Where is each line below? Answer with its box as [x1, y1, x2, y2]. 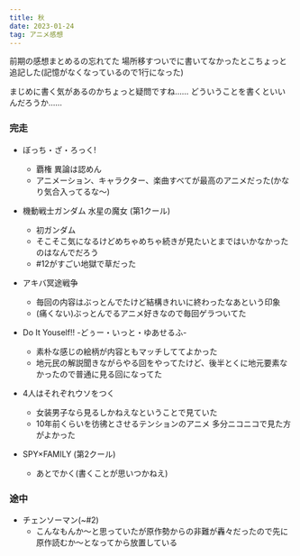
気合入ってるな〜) [43, 186, 110, 196]
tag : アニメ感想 [9, 30, 64, 39]
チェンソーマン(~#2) [22, 515, 99, 525]
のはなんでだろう [35, 247, 99, 258]
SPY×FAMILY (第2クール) [22, 448, 116, 460]
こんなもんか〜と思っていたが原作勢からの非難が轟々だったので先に [35, 525, 288, 536]
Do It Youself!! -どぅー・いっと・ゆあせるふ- [22, 326, 187, 338]
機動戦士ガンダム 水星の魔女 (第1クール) [22, 205, 171, 216]
